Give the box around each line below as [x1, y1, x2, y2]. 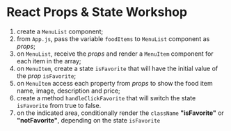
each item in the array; [16, 56, 81, 65]
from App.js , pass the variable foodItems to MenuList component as [16, 34, 210, 43]
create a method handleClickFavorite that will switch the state [16, 93, 196, 102]
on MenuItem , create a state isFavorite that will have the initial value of [16, 64, 218, 72]
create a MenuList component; [16, 27, 104, 36]
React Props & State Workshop [6, 4, 188, 20]
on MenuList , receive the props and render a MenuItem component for [16, 49, 214, 58]
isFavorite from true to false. [16, 101, 102, 109]
